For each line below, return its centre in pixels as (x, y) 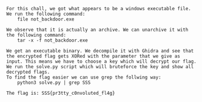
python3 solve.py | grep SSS (54, 83)
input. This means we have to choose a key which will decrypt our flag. (102, 62)
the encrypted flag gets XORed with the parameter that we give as (93, 56)
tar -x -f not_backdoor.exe (52, 40)
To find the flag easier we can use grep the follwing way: (84, 77)
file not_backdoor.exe (46, 19)
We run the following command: (46, 14)
